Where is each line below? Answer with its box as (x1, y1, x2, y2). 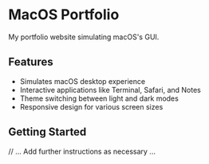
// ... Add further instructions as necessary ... (8, 146, 156, 156)
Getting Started (8, 126, 87, 139)
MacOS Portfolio (8, 6, 120, 24)
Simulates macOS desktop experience (19, 76, 146, 86)
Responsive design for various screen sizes (19, 102, 164, 111)
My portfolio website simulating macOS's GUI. (8, 32, 160, 42)
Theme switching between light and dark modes (19, 94, 179, 103)
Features (8, 55, 53, 69)
